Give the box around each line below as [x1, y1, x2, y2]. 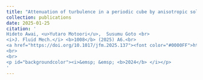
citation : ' [6, 25, 36, 32]
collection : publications [6, 14, 71, 20]
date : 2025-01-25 [6, 20, 50, 26]
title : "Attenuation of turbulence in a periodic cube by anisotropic [6, 8, 188, 15]
